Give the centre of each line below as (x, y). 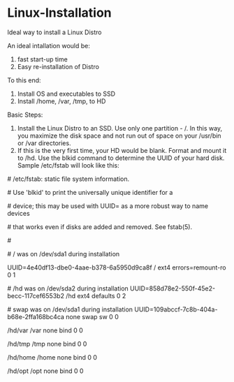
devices (19, 213)
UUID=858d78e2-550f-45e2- (173, 288)
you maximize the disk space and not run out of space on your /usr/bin (119, 135)
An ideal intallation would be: (49, 45)
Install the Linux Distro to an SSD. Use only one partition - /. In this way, (119, 128)
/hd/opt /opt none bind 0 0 (45, 371)
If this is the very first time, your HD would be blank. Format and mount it (122, 150)
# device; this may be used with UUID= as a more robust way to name (108, 206)
